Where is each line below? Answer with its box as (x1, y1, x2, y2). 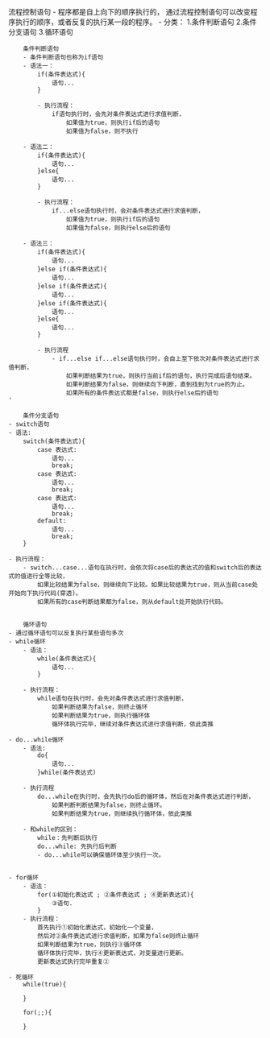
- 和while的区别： (23, 825, 79, 833)
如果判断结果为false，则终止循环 (51, 703, 148, 711)
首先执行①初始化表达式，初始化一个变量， (37, 924, 158, 932)
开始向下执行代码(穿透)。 (8, 589, 82, 598)
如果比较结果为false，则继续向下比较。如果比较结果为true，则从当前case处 (37, 581, 259, 589)
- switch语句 (8, 420, 50, 428)
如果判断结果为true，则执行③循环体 (37, 941, 143, 949)
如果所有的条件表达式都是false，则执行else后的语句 (65, 389, 219, 397)
